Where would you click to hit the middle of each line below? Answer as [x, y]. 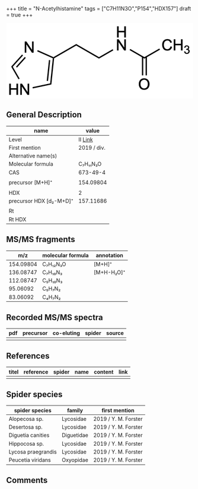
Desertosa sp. [25, 427]
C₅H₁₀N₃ [52, 281]
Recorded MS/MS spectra [55, 317]
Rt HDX [17, 219]
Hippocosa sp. [26, 443]
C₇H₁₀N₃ [52, 272]
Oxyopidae [75, 460]
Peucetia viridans [30, 460]
